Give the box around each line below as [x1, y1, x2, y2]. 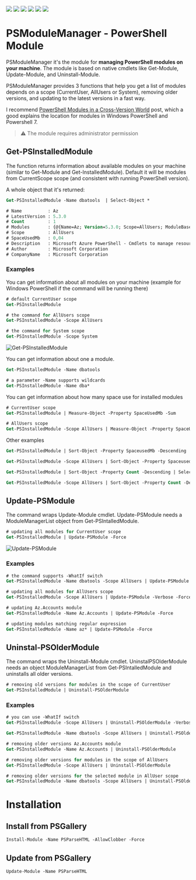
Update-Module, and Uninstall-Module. [6, 71, 100, 78]
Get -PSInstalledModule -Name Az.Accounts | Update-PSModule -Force [6, 610, 174, 616]
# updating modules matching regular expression [6, 621, 127, 627]
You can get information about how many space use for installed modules [6, 393, 183, 400]
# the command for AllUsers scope [6, 312, 90, 318]
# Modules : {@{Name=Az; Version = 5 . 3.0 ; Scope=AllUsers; [6, 224, 163, 231]
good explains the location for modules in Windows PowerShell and [6, 112, 168, 119]
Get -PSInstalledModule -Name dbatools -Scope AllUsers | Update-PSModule [6, 578, 190, 585]
